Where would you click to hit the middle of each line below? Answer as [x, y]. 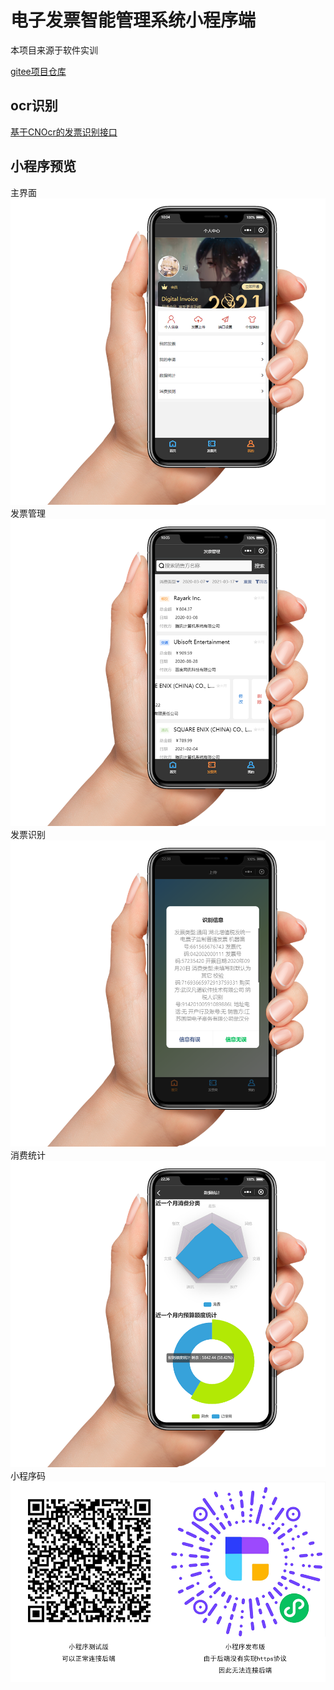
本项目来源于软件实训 [54, 50]
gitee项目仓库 [38, 71]
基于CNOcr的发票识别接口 [64, 132]
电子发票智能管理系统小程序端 [133, 20]
